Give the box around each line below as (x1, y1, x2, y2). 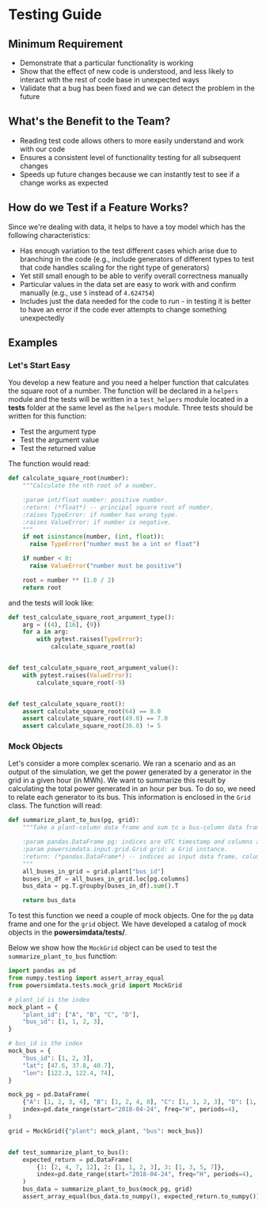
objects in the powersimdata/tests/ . (8, 927, 127, 937)
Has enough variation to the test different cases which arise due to (19, 246, 237, 255)
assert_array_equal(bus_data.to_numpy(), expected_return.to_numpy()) (22, 1193, 260, 1201)
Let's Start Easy (8, 359, 71, 370)
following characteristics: (8, 230, 91, 239)
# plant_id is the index (8, 996, 90, 1003)
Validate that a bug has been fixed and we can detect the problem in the (19, 83, 255, 93)
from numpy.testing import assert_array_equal (8, 974, 165, 982)
